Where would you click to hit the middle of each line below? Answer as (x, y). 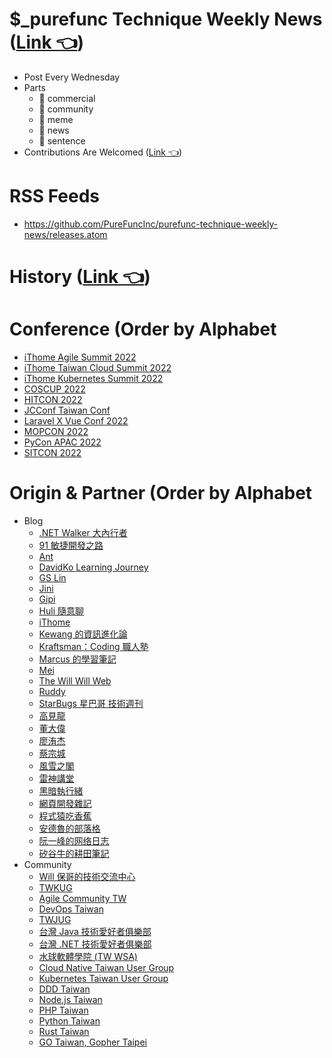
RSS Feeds (55, 196)
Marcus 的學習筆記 (77, 659)
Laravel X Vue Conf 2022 (76, 421)
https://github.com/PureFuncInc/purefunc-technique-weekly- (151, 224)
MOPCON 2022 (56, 431)
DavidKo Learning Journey (93, 567)
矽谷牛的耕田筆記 (74, 853)
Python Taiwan (69, 1020)
